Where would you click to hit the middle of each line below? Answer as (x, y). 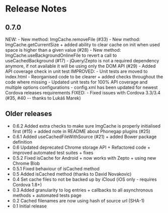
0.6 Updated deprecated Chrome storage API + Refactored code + (81, 147)
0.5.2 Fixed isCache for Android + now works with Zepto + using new (84, 158)
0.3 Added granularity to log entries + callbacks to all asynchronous (83, 190)
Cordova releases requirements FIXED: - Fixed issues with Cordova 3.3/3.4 (83, 93)
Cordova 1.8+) (27, 184)
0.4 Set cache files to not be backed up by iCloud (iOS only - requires (85, 179)
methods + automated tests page (47, 195)
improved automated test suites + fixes (53, 152)
